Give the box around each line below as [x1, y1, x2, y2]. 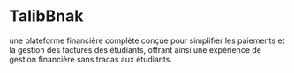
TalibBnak [9, 6, 84, 26]
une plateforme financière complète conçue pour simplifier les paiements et [9, 35, 285, 46]
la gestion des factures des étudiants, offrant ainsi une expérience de [9, 44, 262, 55]
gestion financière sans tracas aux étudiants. [9, 54, 172, 64]
